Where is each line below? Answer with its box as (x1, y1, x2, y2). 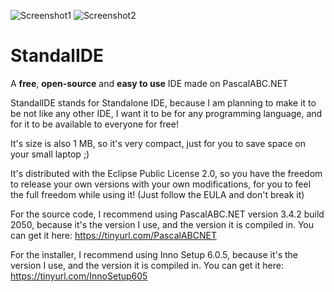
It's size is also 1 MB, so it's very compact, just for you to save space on (10, 137, 307, 149)
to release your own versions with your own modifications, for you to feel (10, 178, 312, 190)
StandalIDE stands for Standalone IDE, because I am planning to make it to (10, 96, 317, 109)
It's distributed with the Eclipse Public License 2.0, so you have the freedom (10, 167, 323, 179)
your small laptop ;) (10, 148, 90, 160)
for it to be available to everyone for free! (10, 118, 179, 130)
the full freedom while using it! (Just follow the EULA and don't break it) (10, 188, 305, 200)
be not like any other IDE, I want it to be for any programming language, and (10, 107, 323, 119)
